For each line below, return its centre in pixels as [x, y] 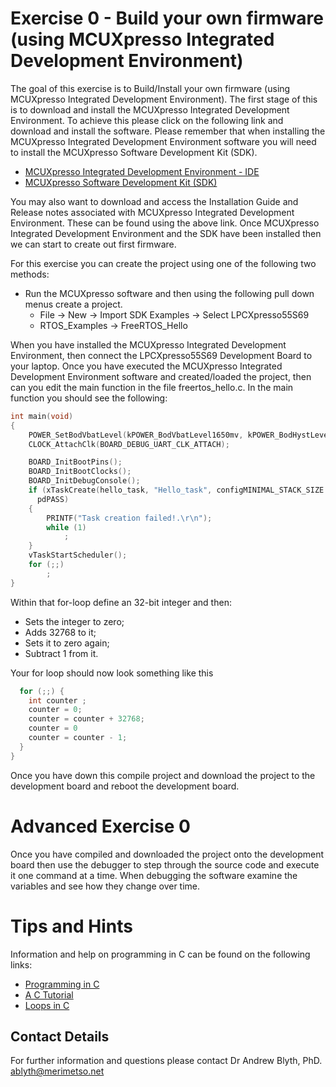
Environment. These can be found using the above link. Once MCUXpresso [165, 223]
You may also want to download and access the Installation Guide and [154, 201]
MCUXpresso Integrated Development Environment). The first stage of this [164, 99]
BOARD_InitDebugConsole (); [84, 481]
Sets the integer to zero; [74, 621]
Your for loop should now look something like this [112, 673]
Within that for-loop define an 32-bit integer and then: [121, 602]
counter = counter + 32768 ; [86, 719]
